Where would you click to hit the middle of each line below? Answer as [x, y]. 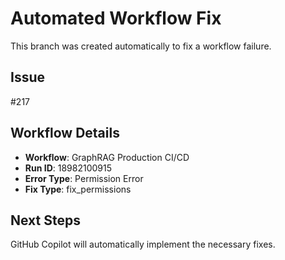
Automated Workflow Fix [116, 18]
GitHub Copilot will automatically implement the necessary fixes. [143, 244]
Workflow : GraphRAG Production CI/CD [107, 157]
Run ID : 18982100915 [68, 168]
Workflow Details [65, 133]
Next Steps [45, 220]
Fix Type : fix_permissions [78, 189]
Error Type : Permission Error [84, 178]
